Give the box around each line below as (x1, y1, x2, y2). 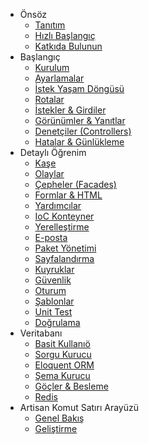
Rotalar (34, 94, 65, 105)
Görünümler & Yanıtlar (34, 115, 126, 126)
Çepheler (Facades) (34, 179, 117, 190)
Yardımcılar (34, 200, 82, 211)
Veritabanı (19, 327, 63, 339)
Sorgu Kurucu (34, 349, 92, 360)
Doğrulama (34, 317, 81, 328)
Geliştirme (34, 423, 78, 434)
